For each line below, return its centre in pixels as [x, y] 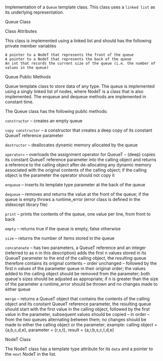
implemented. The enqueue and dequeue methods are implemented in [76, 97]
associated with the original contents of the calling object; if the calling [76, 170]
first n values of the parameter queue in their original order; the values [75, 268]
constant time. [19, 102]
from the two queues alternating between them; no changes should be [76, 319]
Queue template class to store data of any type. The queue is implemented [80, 86]
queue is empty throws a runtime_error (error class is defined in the [73, 199]
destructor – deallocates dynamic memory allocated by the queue [71, 145]
